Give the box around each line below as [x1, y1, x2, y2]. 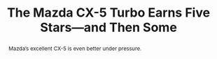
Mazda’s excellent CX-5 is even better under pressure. [8, 44, 142, 52]
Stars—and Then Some [39, 19, 178, 35]
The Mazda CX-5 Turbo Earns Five [7, 5, 210, 21]
